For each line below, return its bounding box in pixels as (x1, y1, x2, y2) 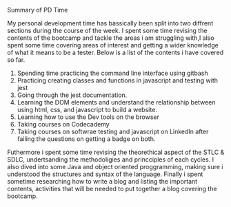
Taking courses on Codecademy (17, 120, 110, 128)
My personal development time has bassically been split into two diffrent (7, 19, 214, 27)
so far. (7, 56, 26, 64)
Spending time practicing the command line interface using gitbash (17, 69, 208, 77)
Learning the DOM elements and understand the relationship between (17, 98, 216, 106)
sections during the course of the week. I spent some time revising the (7, 27, 208, 34)
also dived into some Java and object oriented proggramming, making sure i (7, 163, 223, 171)
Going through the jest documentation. (17, 91, 128, 99)
